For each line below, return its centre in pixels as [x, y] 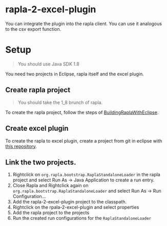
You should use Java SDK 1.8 [48, 64]
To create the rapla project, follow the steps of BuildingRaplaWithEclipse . [82, 112]
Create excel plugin [37, 128]
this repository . [21, 146]
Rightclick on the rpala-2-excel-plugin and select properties [76, 207]
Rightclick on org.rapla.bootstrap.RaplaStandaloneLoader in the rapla [86, 175]
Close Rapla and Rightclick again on [50, 186]
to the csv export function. [33, 29]
